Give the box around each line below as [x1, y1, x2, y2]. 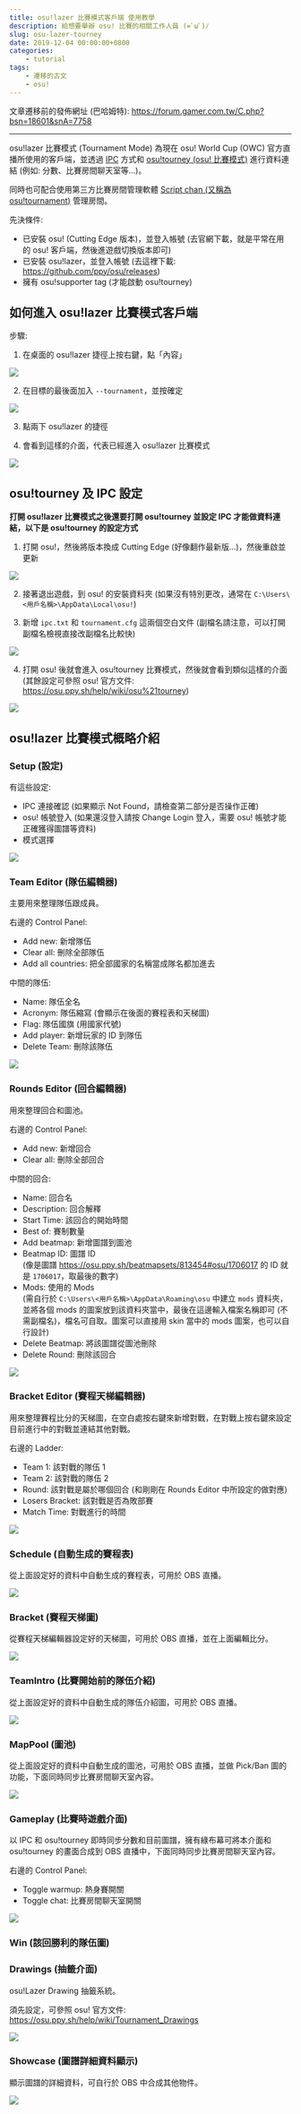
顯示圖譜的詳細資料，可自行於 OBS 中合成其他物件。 [9, 2076, 203, 2088]
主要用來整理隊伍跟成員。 [9, 898, 104, 909]
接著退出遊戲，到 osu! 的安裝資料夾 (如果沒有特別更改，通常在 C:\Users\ [21, 589, 291, 600]
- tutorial [25, 55, 66, 64]
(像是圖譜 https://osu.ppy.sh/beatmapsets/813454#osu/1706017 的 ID [21, 1259, 279, 1270]
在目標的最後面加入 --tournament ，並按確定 [21, 385, 184, 396]
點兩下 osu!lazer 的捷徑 [21, 421, 108, 432]
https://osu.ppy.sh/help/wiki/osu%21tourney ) [21, 686, 190, 696]
